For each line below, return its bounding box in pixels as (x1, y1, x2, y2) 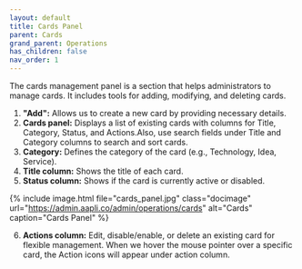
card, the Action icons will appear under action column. (22, 249, 230, 260)
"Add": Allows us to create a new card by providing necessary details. (22, 108, 287, 118)
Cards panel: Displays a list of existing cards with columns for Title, (22, 117, 277, 128)
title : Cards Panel (9, 22, 84, 31)
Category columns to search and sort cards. (22, 137, 188, 147)
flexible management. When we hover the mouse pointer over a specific (22, 240, 293, 250)
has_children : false (9, 47, 88, 56)
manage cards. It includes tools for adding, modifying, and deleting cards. (9, 90, 287, 101)
